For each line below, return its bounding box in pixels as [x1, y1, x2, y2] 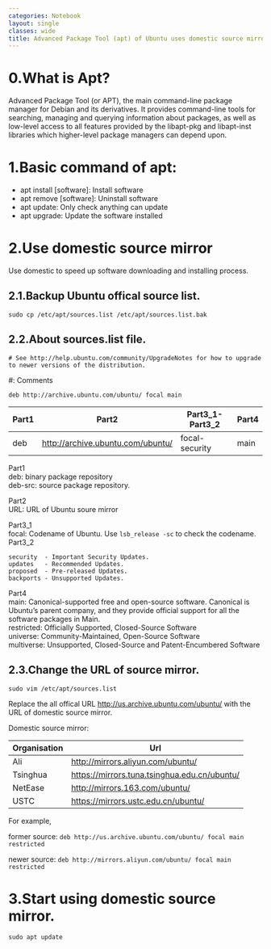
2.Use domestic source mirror [8, 239, 213, 258]
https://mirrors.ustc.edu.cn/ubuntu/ [71, 795, 205, 806]
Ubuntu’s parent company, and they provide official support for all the [8, 605, 240, 615]
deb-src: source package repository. [8, 480, 131, 489]
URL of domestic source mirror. [8, 708, 113, 717]
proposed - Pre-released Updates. [8, 567, 128, 575]
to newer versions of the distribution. [8, 361, 147, 369]
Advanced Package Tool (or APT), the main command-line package [8, 96, 233, 106]
